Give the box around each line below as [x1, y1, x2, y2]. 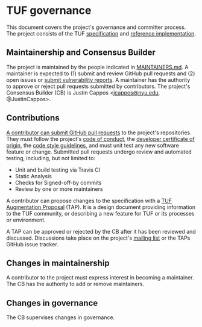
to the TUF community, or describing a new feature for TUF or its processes [6, 210, 195, 217]
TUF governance [6, 4, 92, 17]
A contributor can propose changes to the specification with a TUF [6, 197, 172, 204]
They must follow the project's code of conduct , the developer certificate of [6, 135, 195, 142]
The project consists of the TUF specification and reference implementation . [6, 30, 196, 37]
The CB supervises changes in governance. [6, 314, 115, 321]
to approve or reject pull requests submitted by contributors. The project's [6, 83, 191, 90]
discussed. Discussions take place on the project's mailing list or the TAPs [6, 234, 191, 241]
